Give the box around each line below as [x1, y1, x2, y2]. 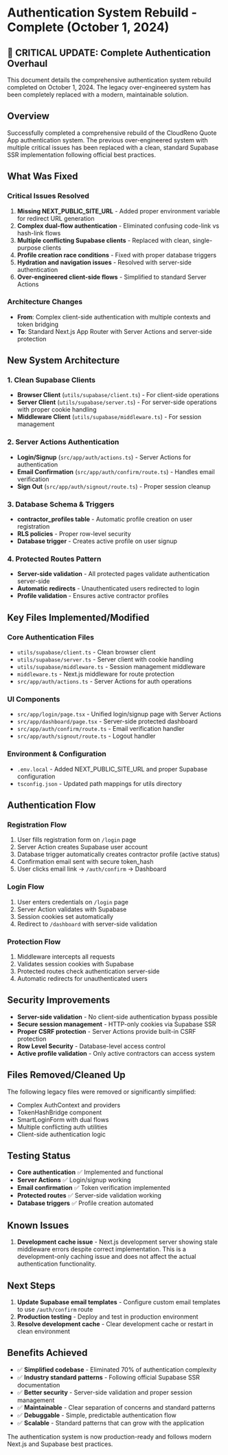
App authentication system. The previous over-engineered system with [7, 136, 208, 144]
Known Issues [7, 1220, 69, 1231]
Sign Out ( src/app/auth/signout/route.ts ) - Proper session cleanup [16, 482, 211, 490]
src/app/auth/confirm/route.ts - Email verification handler [16, 725, 185, 733]
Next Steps [7, 1279, 56, 1291]
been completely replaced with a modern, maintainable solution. [7, 91, 189, 98]
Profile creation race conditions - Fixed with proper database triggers [16, 251, 217, 259]
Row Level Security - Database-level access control [16, 1041, 166, 1050]
